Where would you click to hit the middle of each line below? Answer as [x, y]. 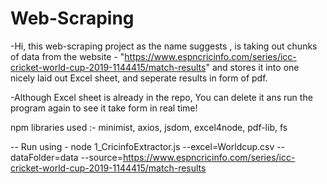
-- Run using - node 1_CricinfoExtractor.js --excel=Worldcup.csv [142, 146]
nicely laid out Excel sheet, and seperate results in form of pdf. [139, 78]
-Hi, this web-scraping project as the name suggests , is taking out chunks [164, 46]
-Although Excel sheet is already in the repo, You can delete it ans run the [161, 97]
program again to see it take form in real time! [104, 108]
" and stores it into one [252, 67]
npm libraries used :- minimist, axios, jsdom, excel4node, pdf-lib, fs [149, 127]
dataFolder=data [44, 157]
